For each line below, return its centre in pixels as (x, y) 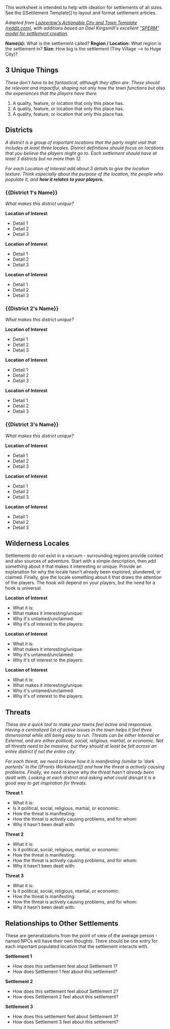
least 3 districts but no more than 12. (44, 159)
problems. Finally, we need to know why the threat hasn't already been (80, 772)
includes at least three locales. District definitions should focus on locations (84, 148)
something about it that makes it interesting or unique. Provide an (74, 566)
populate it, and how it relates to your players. (55, 179)
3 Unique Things (32, 70)
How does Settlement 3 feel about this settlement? (65, 1022)
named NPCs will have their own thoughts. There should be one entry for (81, 941)
